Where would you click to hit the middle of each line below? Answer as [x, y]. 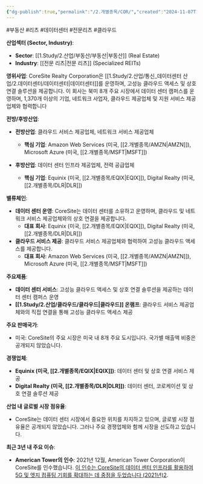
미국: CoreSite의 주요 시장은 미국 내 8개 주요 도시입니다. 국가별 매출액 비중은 [105, 337]
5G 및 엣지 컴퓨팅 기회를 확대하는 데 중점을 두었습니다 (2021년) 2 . [92, 475]
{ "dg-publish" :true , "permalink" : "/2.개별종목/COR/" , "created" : [85, 12]
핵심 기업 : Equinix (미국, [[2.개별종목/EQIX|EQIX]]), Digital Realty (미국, [109, 177]
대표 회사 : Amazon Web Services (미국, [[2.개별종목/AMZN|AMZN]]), [108, 256]
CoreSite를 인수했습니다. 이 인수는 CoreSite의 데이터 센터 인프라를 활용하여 [104, 467]
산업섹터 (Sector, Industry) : [40, 42]
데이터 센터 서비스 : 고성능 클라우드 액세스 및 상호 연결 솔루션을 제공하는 [98, 289]
